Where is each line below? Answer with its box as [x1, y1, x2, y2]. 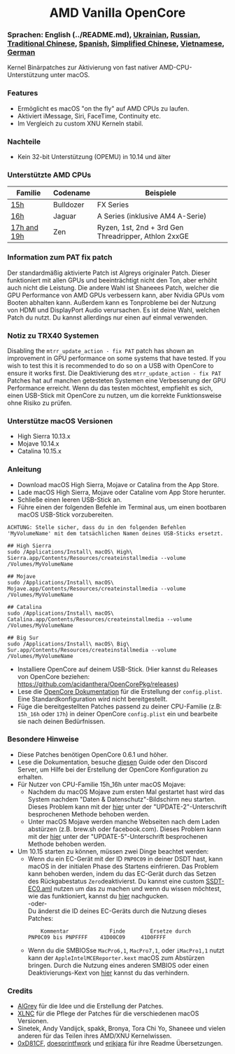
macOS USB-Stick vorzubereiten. [17, 510, 114, 519]
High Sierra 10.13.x [17, 432, 71, 441]
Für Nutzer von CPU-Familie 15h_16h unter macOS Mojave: [17, 780, 186, 788]
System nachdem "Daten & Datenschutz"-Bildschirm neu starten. [27, 795, 216, 803]
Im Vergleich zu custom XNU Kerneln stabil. [17, 119, 143, 128]
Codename [52, 188, 91, 198]
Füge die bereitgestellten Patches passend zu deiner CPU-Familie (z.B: [17, 702, 222, 711]
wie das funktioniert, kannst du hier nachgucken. [27, 891, 169, 900]
